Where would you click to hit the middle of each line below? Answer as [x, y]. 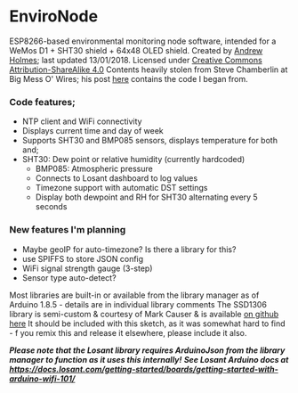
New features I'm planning [68, 230]
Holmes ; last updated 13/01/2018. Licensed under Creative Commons [136, 60]
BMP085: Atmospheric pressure [94, 169]
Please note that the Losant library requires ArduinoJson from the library [147, 350]
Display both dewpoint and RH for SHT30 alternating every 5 [146, 197]
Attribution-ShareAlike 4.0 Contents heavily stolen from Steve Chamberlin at [149, 70]
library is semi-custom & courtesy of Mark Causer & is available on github [144, 314]
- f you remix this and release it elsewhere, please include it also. [128, 332]
